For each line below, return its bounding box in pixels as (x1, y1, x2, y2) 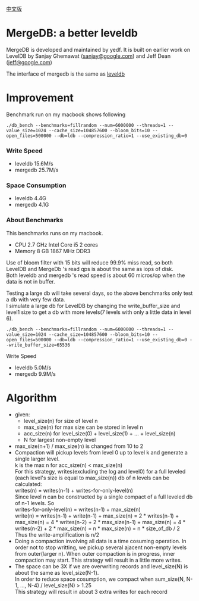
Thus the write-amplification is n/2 (14, 531, 100, 538)
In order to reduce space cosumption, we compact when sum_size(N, (14, 575, 185, 583)
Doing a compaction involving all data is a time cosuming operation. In (14, 537, 187, 544)
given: (14, 410, 30, 418)
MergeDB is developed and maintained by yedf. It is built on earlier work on (6, 46, 191, 53)
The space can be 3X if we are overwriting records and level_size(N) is (14, 562, 188, 570)
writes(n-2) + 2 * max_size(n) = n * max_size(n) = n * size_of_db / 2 (14, 525, 180, 532)
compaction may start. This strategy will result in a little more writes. (14, 556, 182, 563)
